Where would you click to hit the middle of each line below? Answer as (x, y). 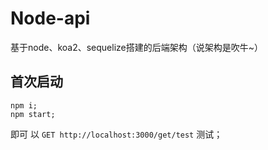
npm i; (24, 105)
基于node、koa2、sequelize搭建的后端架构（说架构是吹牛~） (136, 47)
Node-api (50, 18)
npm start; (33, 114)
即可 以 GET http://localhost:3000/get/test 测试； (116, 134)
